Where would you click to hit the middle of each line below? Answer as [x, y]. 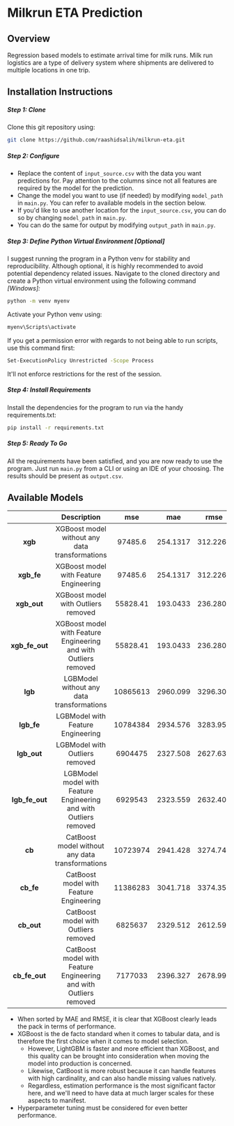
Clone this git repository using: [51, 128]
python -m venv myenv [39, 301]
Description [81, 517]
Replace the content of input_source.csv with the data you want [109, 173]
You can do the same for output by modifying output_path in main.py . [116, 225]
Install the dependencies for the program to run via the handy [95, 407]
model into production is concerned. [80, 1063]
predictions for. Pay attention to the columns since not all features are [117, 181]
